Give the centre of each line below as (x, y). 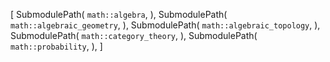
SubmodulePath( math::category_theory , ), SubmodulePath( (134, 35)
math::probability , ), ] (56, 46)
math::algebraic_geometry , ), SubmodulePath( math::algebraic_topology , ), (165, 25)
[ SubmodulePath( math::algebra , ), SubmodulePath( (119, 14)
